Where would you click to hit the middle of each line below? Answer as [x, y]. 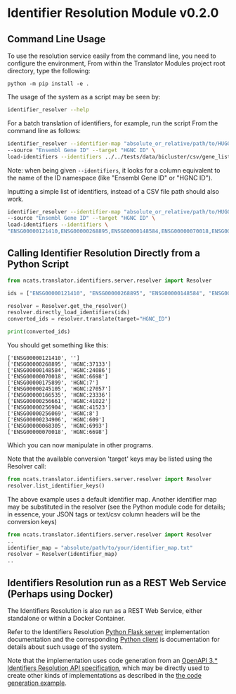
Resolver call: [27, 466]
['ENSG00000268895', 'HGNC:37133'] [59, 364]
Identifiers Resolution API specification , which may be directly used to [108, 668]
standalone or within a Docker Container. [66, 618]
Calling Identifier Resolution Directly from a [104, 253]
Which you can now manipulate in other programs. [80, 445]
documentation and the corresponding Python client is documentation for [113, 639]
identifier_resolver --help [48, 110]
